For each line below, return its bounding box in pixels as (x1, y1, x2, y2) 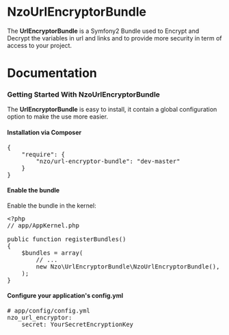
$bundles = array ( (21, 249, 83, 257)
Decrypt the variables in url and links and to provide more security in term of (7, 34, 222, 42)
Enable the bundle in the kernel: (7, 201, 97, 210)
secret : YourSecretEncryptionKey (21, 321, 134, 329)
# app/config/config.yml (7, 307, 90, 315)
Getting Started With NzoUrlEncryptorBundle (7, 90, 161, 99)
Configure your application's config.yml (7, 292, 124, 300)
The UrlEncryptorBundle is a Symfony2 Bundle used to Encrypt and (7, 27, 200, 35)
